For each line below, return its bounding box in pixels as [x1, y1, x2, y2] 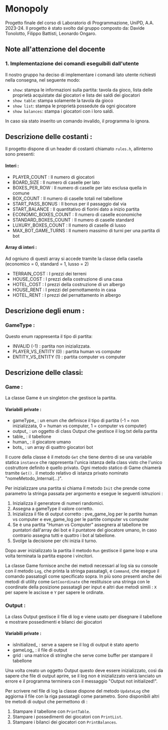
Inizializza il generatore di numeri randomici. [12, 500, 104, 506]
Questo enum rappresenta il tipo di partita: [5, 333, 93, 339]
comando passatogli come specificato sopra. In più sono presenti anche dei [5, 573, 162, 579]
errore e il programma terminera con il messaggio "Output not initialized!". [5, 678, 158, 684]
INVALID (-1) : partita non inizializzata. [12, 343, 91, 349]
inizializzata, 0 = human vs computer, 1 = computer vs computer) [12, 423, 147, 429]
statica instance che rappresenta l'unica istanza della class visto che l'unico [5, 459, 162, 466]
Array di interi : [5, 244, 37, 250]
